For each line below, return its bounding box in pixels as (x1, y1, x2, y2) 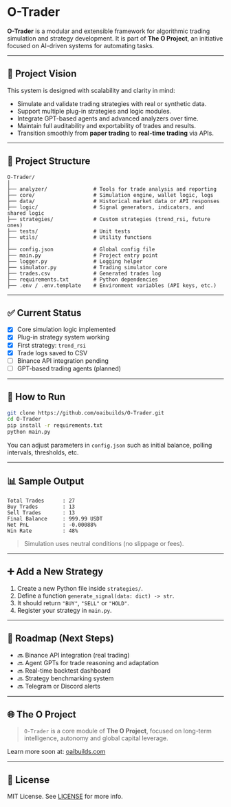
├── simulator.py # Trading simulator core (7, 264, 168, 271)
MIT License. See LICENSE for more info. (7, 793, 124, 801)
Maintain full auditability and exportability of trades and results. (16, 121, 197, 129)
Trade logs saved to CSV (16, 348, 88, 357)
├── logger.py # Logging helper (7, 258, 143, 265)
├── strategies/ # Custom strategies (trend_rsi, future (7, 216, 211, 222)
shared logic (7, 209, 45, 217)
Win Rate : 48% (7, 527, 78, 534)
